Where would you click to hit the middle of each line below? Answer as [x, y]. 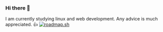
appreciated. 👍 [22, 24]
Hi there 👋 [18, 8]
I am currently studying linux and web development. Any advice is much [81, 19]
